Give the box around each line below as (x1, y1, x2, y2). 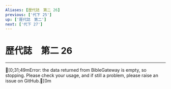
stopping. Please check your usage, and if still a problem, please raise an (5, 72, 159, 79)
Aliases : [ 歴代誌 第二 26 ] (5, 7, 60, 13)
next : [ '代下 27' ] (5, 21, 43, 27)
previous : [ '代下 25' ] (5, 12, 52, 17)
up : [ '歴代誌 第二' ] (5, 17, 47, 22)
